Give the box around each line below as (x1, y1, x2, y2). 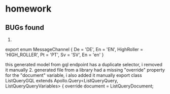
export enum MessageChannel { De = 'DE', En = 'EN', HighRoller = (5, 46, 144, 52)
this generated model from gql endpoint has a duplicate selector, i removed (5, 62, 162, 67)
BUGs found (5, 23, 44, 32)
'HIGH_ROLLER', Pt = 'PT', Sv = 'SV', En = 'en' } (5, 52, 104, 58)
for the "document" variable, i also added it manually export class (5, 72, 142, 78)
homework (5, 3, 52, 15)
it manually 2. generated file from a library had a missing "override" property (5, 67, 165, 73)
